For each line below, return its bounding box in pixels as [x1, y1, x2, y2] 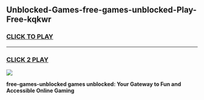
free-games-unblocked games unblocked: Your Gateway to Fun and [6, 80, 182, 87]
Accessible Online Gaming [6, 87, 75, 94]
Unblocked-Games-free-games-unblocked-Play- [6, 5, 197, 15]
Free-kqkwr [6, 15, 52, 25]
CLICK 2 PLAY [6, 55, 49, 64]
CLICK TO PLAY [6, 33, 53, 41]
